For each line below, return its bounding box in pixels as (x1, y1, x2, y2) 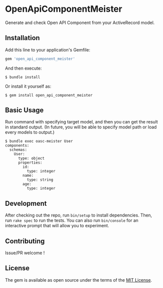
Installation (5, 34, 40, 42)
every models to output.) (5, 129, 55, 135)
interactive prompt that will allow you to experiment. (5, 223, 109, 229)
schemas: (9, 147, 27, 152)
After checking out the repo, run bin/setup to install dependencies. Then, (5, 212, 152, 218)
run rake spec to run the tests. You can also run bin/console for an (5, 217, 139, 223)
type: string (26, 177, 54, 182)
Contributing (5, 237, 45, 245)
